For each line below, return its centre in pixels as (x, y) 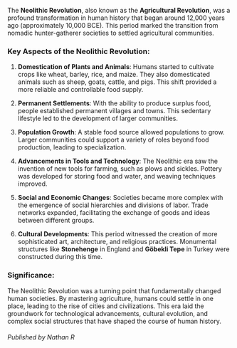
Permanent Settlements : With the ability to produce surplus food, (114, 103)
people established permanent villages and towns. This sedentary (114, 111)
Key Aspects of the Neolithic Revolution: (79, 51)
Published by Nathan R (41, 337)
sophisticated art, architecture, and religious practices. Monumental (117, 242)
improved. (32, 184)
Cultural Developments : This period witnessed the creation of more (117, 234)
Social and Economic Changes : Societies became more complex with (120, 198)
